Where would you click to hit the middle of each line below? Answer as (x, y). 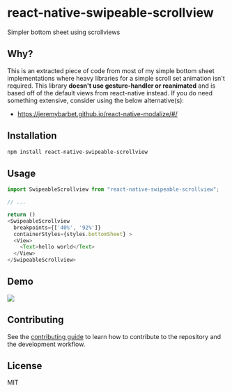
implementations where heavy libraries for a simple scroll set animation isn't (116, 78)
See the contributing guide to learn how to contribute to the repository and (114, 336)
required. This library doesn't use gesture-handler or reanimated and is (111, 86)
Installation (32, 136)
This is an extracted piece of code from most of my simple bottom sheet (111, 70)
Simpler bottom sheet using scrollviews (64, 32)
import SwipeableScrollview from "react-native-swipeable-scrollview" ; (113, 189)
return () (22, 214)
